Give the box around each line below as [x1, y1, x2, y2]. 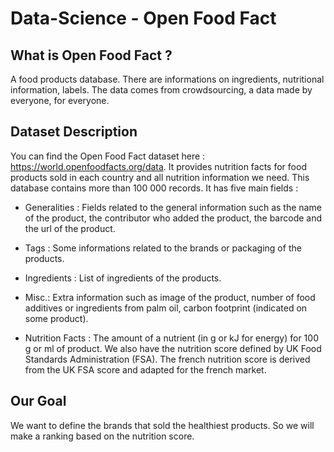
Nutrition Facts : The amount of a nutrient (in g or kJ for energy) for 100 [24, 332, 319, 344]
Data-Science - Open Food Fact [10, 7, 277, 30]
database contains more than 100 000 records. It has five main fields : [10, 182, 299, 194]
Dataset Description [10, 123, 138, 141]
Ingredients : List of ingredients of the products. [24, 272, 222, 284]
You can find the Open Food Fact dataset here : [10, 150, 206, 162]
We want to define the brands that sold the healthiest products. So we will [10, 419, 315, 431]
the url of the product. [24, 222, 116, 234]
